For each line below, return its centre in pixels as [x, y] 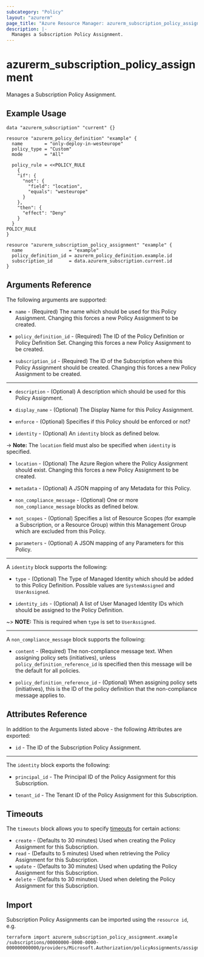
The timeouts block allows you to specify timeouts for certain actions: [93, 828]
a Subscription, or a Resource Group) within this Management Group [101, 524]
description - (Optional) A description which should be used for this [100, 391]
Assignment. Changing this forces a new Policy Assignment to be [97, 318]
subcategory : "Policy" [35, 12]
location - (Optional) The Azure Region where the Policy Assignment [101, 463]
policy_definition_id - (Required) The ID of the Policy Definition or [100, 336]
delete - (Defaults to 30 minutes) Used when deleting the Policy [95, 879]
